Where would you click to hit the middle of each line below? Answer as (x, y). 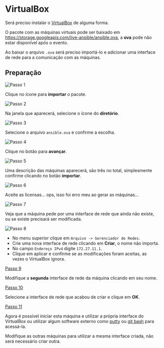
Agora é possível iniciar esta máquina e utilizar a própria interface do (74, 316)
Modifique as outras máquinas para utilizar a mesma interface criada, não (79, 336)
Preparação (23, 73)
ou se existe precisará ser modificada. (44, 219)
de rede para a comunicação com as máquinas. (53, 57)
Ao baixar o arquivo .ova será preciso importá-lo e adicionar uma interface (80, 52)
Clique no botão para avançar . (36, 151)
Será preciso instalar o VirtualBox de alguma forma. (57, 23)
